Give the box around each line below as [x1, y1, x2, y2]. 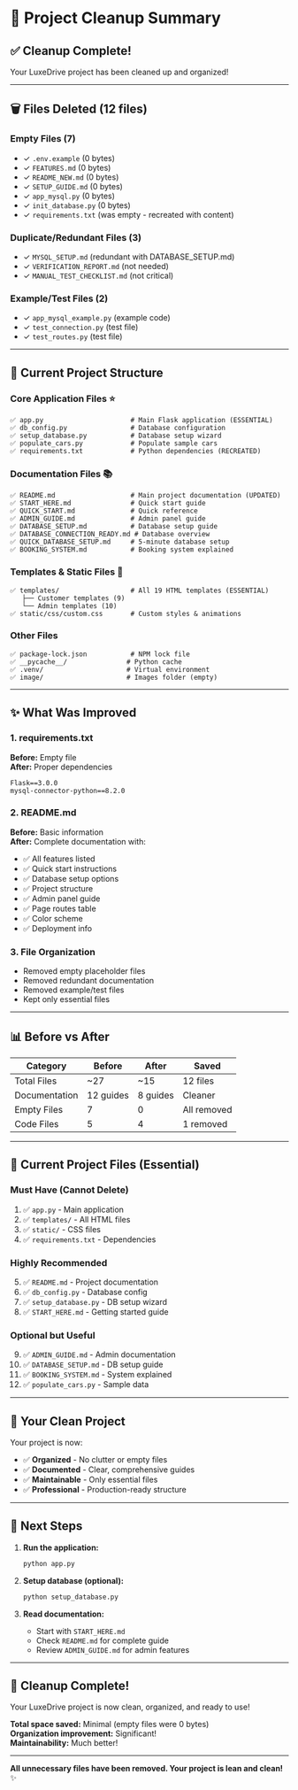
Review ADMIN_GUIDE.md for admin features [35, 1644, 190, 1655]
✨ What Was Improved [10, 706, 137, 721]
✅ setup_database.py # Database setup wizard [10, 431, 222, 440]
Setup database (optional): [22, 1575, 125, 1586]
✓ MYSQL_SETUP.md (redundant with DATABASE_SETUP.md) [22, 251, 235, 262]
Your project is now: [10, 1438, 83, 1448]
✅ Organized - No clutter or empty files [22, 1454, 168, 1465]
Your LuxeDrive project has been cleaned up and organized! [10, 66, 229, 77]
